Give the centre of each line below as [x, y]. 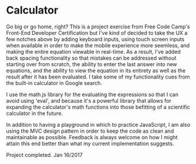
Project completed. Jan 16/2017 [44, 155]
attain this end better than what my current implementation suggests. [90, 143]
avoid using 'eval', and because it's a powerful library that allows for [89, 100]
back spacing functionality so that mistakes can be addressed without [91, 58]
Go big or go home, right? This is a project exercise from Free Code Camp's [98, 27]
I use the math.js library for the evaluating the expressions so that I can [92, 94]
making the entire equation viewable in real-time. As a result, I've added [94, 51]
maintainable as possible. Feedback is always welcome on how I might [92, 137]
